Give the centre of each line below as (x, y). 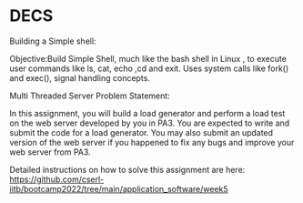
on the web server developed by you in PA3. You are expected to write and (150, 123)
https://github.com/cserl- (57, 179)
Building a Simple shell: (53, 41)
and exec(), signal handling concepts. (80, 77)
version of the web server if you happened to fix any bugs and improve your (152, 142)
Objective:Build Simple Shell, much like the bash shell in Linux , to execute (148, 58)
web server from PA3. (50, 152)
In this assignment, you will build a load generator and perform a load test (147, 113)
